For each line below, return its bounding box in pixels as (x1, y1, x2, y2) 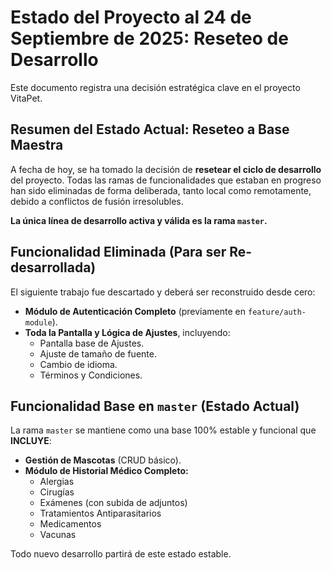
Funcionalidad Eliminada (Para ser (10, 244, 227, 261)
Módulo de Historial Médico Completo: (24, 465, 189, 477)
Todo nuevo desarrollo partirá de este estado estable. (10, 548, 232, 560)
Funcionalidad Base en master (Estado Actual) (10, 397, 300, 415)
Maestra (10, 137, 64, 154)
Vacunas (39, 529, 77, 541)
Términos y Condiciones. (39, 369, 143, 381)
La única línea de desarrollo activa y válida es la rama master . (10, 214, 268, 226)
